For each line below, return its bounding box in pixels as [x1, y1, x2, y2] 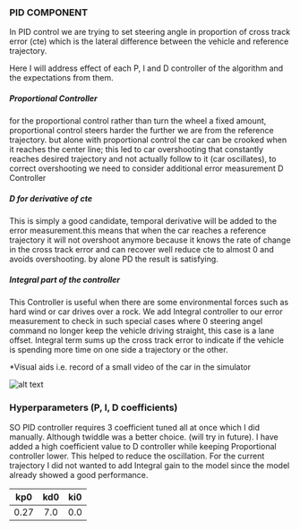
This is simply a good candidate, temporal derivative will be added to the [9, 216, 278, 227]
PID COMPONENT [9, 6, 88, 19]
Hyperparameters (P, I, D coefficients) [9, 401, 178, 414]
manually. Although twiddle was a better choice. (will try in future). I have [9, 432, 279, 442]
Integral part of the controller [9, 274, 121, 285]
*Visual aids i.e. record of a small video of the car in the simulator [9, 362, 252, 372]
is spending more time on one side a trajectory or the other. [9, 345, 228, 355]
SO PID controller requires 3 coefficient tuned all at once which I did [9, 422, 260, 432]
